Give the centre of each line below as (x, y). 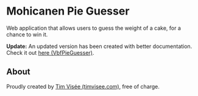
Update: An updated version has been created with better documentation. (99, 46)
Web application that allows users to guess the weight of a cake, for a (94, 28)
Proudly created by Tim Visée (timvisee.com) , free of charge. (83, 86)
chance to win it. (27, 34)
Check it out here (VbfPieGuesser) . (50, 52)
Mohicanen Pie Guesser (68, 11)
